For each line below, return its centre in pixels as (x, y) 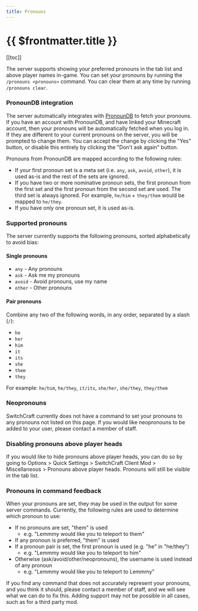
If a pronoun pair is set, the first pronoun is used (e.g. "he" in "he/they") (102, 547)
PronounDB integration (40, 103)
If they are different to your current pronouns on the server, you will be (92, 134)
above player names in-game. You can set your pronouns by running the (94, 75)
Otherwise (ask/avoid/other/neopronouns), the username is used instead (103, 559)
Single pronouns (27, 256)
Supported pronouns (37, 223)
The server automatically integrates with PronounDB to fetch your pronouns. (99, 115)
